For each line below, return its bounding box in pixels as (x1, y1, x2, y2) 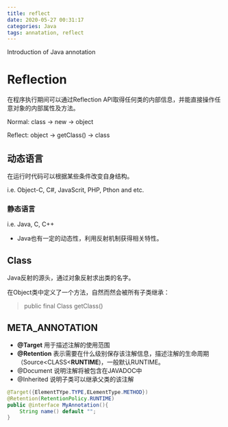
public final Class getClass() (23, 302, 103, 310)
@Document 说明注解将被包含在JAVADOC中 (16, 366, 142, 374)
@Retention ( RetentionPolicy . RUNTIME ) (7, 395, 115, 402)
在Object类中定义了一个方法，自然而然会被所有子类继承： (7, 289, 170, 297)
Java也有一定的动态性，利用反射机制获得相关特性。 (16, 234, 163, 243)
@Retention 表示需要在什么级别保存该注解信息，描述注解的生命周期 (16, 349, 210, 357)
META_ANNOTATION (7, 321, 98, 333)
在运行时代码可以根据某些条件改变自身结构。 (7, 172, 134, 180)
